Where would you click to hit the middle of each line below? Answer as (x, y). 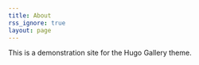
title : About (30, 15)
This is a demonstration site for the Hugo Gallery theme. (100, 53)
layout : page (30, 30)
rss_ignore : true (37, 23)
